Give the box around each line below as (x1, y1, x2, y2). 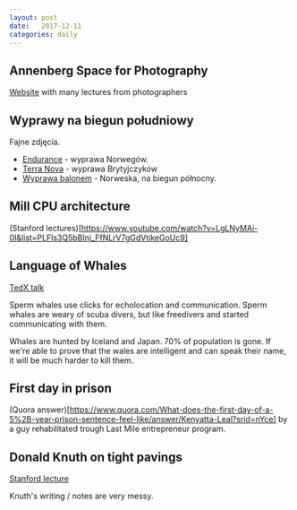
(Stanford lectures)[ (9, 222, 82, 233)
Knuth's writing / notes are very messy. (9, 490, 154, 502)
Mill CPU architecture (9, 199, 132, 214)
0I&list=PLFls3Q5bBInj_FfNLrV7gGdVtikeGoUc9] (9, 232, 189, 243)
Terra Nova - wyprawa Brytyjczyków (21, 163, 158, 174)
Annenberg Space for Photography (9, 63, 208, 78)
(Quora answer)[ (9, 404, 70, 415)
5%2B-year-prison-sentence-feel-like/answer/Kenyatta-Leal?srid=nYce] (9, 414, 276, 425)
